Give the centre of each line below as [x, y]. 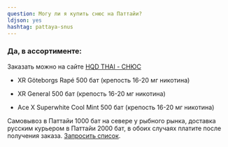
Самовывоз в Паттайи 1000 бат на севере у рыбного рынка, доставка [112, 120]
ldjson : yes [24, 20]
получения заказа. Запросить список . [64, 135]
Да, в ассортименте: [44, 51]
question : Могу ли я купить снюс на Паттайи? [74, 14]
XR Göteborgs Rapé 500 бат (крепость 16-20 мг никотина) [104, 80]
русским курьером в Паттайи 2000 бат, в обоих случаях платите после [114, 128]
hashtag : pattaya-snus [40, 27]
